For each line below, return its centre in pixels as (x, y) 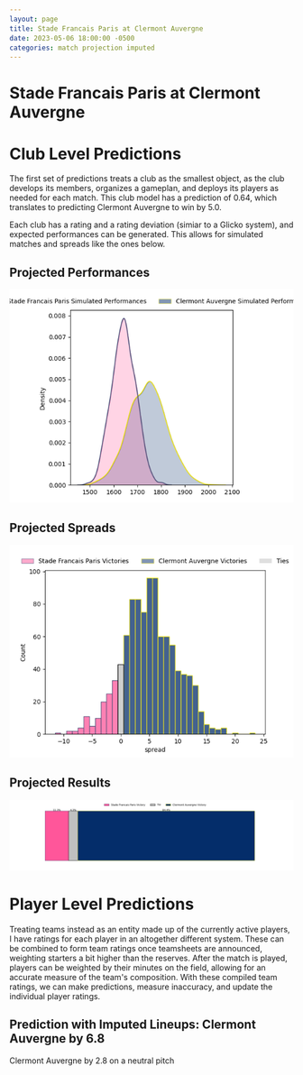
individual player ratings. (55, 996)
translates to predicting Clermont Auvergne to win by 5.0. (116, 207)
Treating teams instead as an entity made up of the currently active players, (150, 929)
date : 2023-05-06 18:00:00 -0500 (72, 38)
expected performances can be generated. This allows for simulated (137, 234)
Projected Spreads (63, 528)
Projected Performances (80, 272)
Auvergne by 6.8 (57, 1038)
